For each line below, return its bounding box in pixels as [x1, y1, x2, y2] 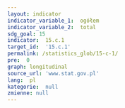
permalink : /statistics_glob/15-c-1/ [7, 50, 119, 58]
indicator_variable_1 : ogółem [7, 17, 100, 24]
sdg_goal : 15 [7, 30, 46, 38]
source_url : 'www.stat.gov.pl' [7, 70, 100, 77]
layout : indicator [7, 10, 61, 18]
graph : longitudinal [7, 63, 69, 70]
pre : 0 [7, 57, 30, 64]
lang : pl [7, 76, 37, 84]
